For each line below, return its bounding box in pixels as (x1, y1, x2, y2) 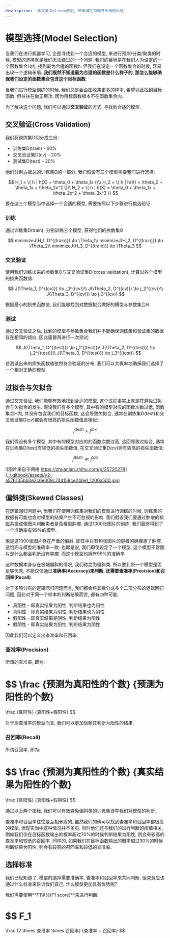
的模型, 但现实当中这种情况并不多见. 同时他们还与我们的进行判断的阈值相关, (5, 825, 163, 831)
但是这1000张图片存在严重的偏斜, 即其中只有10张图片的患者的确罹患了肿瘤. (5, 538, 162, 544)
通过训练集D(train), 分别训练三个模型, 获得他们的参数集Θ (5, 227, 124, 233)
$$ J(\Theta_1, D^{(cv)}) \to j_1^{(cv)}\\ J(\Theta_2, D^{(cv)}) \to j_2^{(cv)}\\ (8, 285, 163, 292)
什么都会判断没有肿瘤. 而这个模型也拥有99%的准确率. (14, 551, 126, 557)
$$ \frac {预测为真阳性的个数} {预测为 (5, 679, 164, 690)
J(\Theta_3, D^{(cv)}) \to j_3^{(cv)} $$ (46, 291, 125, 297)
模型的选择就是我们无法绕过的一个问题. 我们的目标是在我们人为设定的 (12, 57, 158, 63)
